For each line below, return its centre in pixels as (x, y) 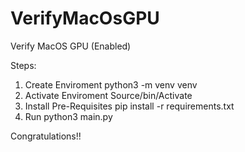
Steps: (23, 65)
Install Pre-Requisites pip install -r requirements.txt (129, 106)
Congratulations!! (46, 136)
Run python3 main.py (68, 116)
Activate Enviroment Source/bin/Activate (108, 95)
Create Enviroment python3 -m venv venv (111, 84)
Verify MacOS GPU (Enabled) (71, 46)
